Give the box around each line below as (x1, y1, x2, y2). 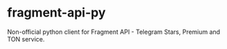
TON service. (7, 35, 45, 43)
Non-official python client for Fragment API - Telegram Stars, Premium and (7, 28, 220, 36)
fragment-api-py (7, 5, 106, 21)
